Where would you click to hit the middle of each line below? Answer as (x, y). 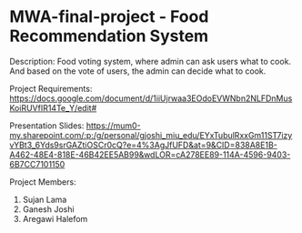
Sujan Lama (45, 199)
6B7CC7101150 (37, 164)
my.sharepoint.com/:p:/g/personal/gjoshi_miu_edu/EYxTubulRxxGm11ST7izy (151, 135)
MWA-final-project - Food (109, 17)
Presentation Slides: (47, 126)
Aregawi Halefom (55, 218)
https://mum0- (113, 126)
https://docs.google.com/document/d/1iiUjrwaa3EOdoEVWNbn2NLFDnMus (151, 98)
